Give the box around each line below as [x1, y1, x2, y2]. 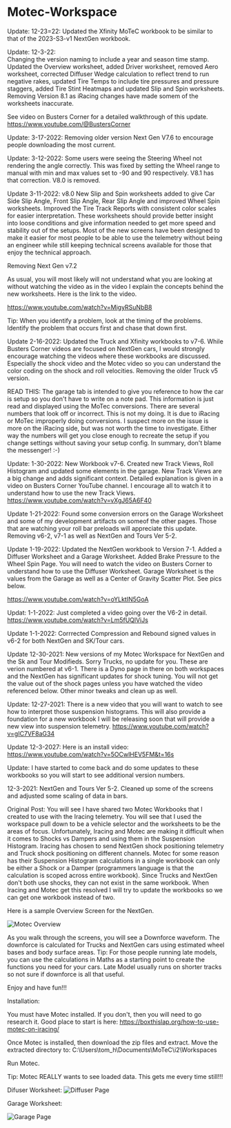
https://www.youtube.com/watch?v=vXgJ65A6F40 [7, 496, 152, 505]
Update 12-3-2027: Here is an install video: [7, 742, 129, 751]
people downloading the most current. [7, 140, 116, 149]
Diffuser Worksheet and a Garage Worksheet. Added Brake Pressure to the [7, 552, 220, 561]
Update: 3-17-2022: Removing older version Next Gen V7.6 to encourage [7, 133, 214, 142]
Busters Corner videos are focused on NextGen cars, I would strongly [7, 344, 205, 352]
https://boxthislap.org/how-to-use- [119, 1017, 219, 1026]
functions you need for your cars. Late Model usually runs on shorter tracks [7, 962, 222, 971]
